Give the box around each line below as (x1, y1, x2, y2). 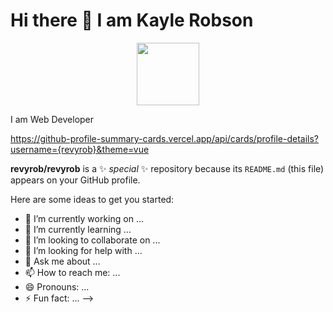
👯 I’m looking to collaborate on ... (24, 234, 161, 246)
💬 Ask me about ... (24, 255, 101, 267)
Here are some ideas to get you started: (10, 193, 175, 205)
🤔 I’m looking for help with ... (24, 244, 143, 256)
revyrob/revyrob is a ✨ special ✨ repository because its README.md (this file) (10, 162, 325, 174)
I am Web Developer (10, 113, 95, 125)
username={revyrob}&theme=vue (10, 143, 150, 155)
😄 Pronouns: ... (24, 280, 90, 293)
